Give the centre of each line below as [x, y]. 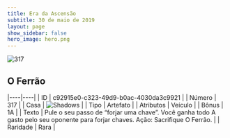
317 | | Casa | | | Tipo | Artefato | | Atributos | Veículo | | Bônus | [115, 105]
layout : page [26, 26]
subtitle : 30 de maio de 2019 [51, 20]
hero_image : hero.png [39, 40]
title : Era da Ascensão [42, 14]
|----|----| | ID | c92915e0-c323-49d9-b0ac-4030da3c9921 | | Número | [112, 97]
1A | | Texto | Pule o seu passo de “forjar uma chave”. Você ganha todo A [112, 112]
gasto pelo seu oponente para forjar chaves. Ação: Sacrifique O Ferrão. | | [114, 119]
